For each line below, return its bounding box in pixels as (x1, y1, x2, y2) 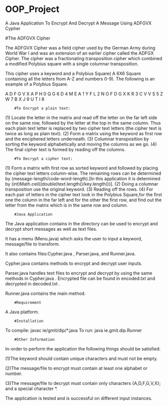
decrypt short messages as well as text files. (5, 226, 98, 232)
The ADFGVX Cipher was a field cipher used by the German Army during (5, 45, 155, 51)
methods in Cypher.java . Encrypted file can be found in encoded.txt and (5, 275, 155, 281)
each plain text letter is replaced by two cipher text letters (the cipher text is (5, 125, 162, 131)
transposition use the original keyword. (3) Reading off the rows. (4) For (5, 186, 153, 192)
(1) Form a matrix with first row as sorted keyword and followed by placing (5, 165, 158, 171)
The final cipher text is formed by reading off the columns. (5, 146, 126, 152)
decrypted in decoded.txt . (5, 280, 60, 286)
